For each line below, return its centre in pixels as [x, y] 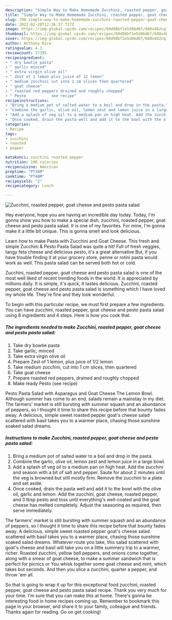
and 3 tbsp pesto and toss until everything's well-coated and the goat [86, 500]
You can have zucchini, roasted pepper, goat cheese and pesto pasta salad [85, 310]
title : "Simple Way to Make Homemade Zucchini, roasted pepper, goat [81, 15]
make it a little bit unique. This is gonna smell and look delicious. [73, 231]
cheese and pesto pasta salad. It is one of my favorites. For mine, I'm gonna [85, 226]
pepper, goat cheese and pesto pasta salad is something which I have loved [85, 289]
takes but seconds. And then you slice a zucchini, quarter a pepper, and [81, 569]
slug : [11, 19]
